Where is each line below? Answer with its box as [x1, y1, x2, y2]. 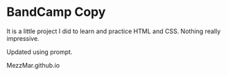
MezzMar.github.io [6, 61, 60, 69]
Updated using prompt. [6, 48, 73, 56]
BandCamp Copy [6, 4, 106, 20]
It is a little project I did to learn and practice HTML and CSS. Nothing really [6, 27, 221, 35]
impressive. [6, 34, 40, 42]
